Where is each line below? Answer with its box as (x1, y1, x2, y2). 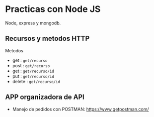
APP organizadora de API (5, 93, 84, 102)
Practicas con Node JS (5, 3, 101, 15)
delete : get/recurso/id (12, 78, 61, 84)
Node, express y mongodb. (5, 20, 61, 26)
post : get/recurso (12, 62, 50, 68)
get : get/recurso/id (12, 68, 55, 74)
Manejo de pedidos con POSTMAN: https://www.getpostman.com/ (12, 106, 149, 112)
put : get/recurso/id (12, 73, 55, 79)
